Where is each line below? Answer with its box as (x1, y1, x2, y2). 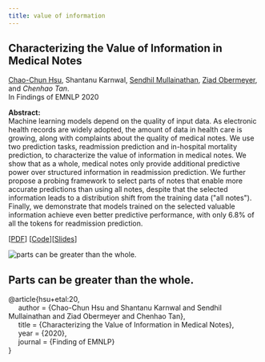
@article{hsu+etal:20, (8, 295, 80, 304)
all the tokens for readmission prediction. (8, 218, 143, 229)
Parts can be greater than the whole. (8, 273, 195, 287)
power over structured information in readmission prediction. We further (8, 168, 247, 177)
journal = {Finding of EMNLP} (18, 337, 115, 347)
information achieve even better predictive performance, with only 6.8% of (8, 210, 255, 220)
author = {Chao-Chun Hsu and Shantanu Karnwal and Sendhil (18, 303, 223, 313)
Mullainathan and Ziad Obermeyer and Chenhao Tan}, (8, 311, 186, 321)
